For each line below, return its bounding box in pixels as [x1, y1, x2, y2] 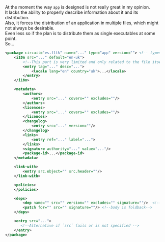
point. [5, 35, 17, 41]
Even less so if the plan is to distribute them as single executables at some [5, 31, 156, 36]
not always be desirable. [5, 25, 55, 31]
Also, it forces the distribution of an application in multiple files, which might [5, 20, 159, 26]
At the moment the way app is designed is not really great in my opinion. [5, 4, 151, 10]
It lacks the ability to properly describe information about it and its [5, 9, 138, 15]
